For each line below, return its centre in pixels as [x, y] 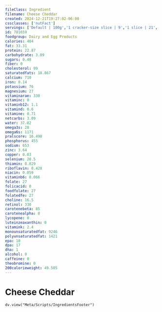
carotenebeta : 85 [23, 209]
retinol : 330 [18, 205]
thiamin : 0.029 [20, 164]
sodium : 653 [17, 146]
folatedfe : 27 [19, 195]
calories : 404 [19, 41]
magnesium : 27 [19, 91]
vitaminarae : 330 [23, 96]
